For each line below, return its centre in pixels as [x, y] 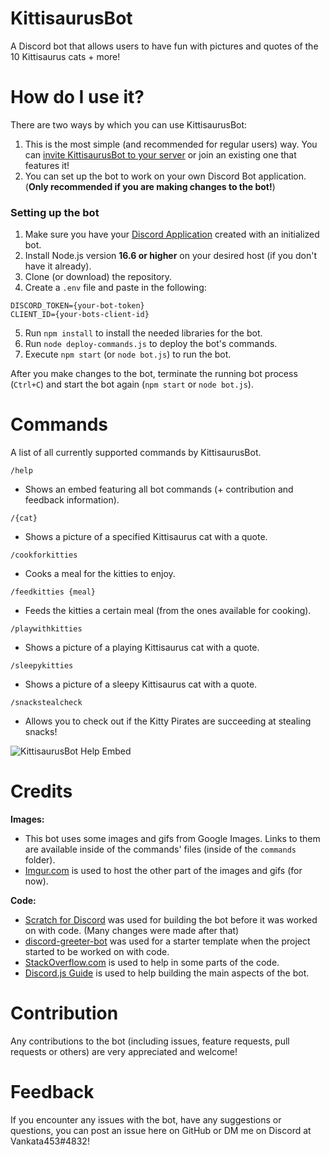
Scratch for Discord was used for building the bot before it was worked [171, 920]
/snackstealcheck [46, 703]
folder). [40, 860]
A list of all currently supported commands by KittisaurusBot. [136, 453]
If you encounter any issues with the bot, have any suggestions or [146, 1119]
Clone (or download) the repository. [98, 277]
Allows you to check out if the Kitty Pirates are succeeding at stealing [168, 721]
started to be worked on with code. [97, 952]
